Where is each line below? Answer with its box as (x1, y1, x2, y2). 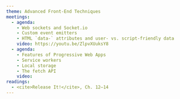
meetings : (6, 14, 30, 20)
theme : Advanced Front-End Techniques (6, 8, 101, 15)
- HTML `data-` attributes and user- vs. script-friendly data (16, 36, 175, 41)
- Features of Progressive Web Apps (16, 52, 107, 58)
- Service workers (16, 57, 62, 63)
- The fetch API (16, 68, 57, 74)
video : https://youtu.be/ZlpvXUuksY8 (16, 41, 109, 47)
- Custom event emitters (16, 30, 77, 36)
